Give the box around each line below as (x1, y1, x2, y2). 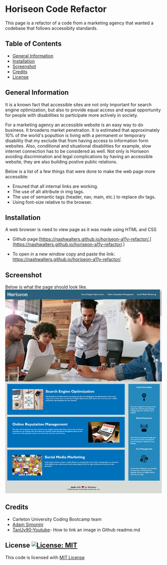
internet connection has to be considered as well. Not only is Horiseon (5, 148, 149, 154)
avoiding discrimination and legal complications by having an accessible (5, 153, 153, 160)
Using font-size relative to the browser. (12, 199, 92, 205)
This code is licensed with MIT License (5, 554, 85, 560)
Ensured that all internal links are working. (12, 183, 98, 189)
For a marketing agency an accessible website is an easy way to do (5, 122, 143, 128)
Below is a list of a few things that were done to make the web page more (5, 168, 156, 174)
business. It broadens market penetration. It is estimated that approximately (5, 127, 160, 133)
